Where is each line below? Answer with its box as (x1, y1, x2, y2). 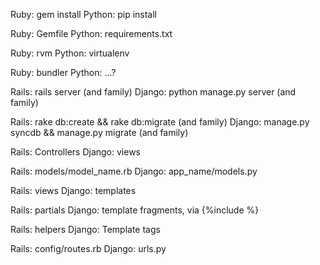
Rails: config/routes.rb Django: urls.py (10, 243, 167, 254)
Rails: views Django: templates (10, 185, 137, 196)
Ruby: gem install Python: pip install (10, 9, 157, 20)
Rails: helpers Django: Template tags (10, 224, 161, 235)
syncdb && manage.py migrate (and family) (10, 127, 189, 138)
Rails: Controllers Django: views (10, 146, 141, 158)
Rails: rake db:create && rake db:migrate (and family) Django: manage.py (10, 116, 310, 128)
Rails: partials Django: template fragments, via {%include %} (10, 204, 260, 216)
